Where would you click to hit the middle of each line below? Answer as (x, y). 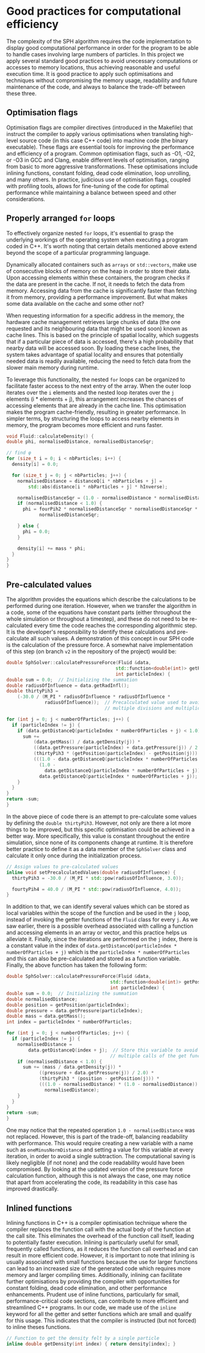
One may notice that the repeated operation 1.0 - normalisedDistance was (101, 1130)
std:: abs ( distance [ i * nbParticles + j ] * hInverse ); (98, 487)
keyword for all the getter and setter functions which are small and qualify (99, 1314)
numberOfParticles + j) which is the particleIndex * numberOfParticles (98, 952)
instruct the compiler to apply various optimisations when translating (92, 134)
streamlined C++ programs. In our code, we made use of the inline (92, 1307)
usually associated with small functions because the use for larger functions (102, 1262)
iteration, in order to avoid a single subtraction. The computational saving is (101, 1156)
